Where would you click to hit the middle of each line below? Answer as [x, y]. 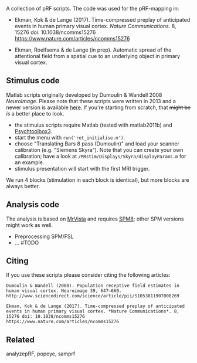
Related [21, 340]
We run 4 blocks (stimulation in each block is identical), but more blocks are [98, 180]
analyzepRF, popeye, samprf [41, 354]
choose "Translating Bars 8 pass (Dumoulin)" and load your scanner [97, 144]
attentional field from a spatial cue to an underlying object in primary [97, 56]
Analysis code [33, 205]
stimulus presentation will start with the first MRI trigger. [82, 168]
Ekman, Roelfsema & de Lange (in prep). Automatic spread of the [93, 50]
